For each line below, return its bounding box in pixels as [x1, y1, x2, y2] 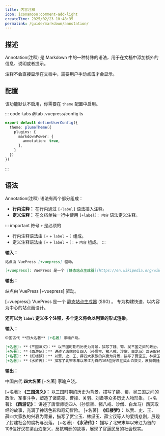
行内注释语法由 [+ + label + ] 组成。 [12, 233, 86, 239]
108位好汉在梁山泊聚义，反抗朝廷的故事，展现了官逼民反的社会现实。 [5, 426, 146, 432]
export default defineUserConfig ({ [5, 120, 78, 125]
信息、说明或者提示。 [5, 61, 48, 67]
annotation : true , [23, 138, 60, 143]
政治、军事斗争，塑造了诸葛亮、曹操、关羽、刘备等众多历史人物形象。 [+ [5, 395, 153, 401]
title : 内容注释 [5, 7, 35, 12]
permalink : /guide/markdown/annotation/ [5, 21, 89, 26]
